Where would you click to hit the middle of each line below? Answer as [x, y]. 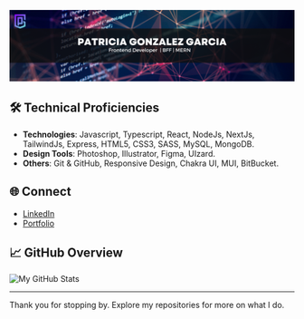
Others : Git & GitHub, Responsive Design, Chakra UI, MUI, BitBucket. [150, 163]
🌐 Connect [40, 192]
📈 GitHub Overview [66, 253]
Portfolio [38, 223]
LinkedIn [38, 213]
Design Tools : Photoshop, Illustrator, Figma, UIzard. [119, 153]
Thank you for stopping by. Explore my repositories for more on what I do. [147, 305]
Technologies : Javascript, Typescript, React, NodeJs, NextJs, [138, 134]
